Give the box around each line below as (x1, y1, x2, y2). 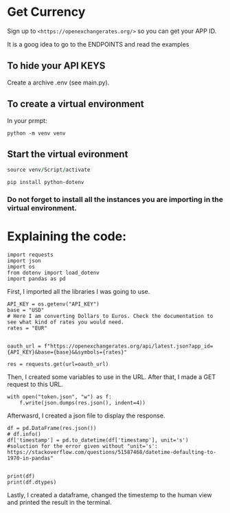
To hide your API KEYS (7, 60, 106, 72)
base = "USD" (7, 307, 45, 314)
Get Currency (7, 4, 86, 20)
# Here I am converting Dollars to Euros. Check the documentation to (7, 313, 214, 320)
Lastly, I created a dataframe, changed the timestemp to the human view (7, 491, 212, 499)
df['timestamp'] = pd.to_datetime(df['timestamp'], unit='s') (7, 437, 189, 444)
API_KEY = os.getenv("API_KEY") (7, 301, 100, 308)
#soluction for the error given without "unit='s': (7, 443, 158, 450)
